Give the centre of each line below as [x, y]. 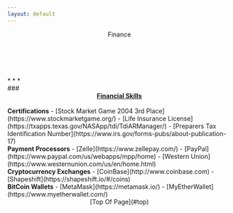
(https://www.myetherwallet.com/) [58, 194]
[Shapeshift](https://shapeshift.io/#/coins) [69, 179]
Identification [27, 133]
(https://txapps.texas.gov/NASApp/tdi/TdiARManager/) [87, 126]
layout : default [31, 14]
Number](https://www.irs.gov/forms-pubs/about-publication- [137, 133]
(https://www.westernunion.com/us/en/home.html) [82, 164]
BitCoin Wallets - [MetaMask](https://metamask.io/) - [86, 187]
